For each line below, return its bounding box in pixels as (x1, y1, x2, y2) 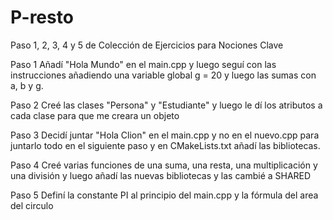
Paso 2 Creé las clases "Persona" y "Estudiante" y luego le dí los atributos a (10, 99, 323, 111)
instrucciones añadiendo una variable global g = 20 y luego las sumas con (10, 69, 317, 81)
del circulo (10, 199, 54, 211)
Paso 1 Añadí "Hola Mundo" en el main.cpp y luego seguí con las (10, 58, 277, 70)
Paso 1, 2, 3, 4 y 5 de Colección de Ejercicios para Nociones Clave (10, 39, 284, 51)
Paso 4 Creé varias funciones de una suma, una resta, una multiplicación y (10, 159, 318, 171)
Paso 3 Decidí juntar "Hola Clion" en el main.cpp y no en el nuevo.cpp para (10, 129, 320, 141)
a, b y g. (10, 79, 44, 91)
